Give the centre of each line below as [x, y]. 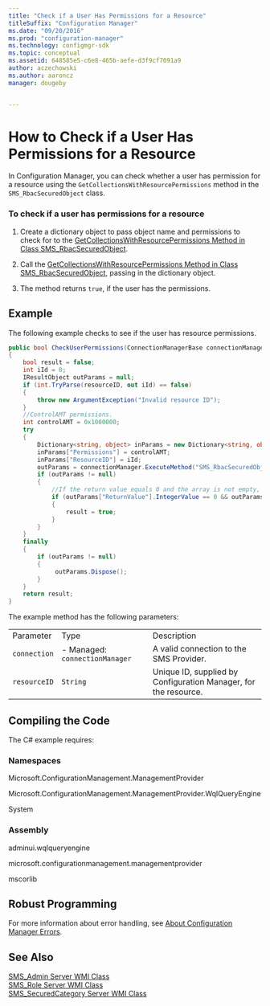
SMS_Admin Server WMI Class [59, 976]
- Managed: [84, 650]
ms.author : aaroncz [41, 76]
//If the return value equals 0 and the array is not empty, [156, 490]
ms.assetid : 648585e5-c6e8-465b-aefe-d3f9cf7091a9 [95, 61]
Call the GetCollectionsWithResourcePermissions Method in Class [129, 264]
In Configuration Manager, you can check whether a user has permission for [135, 176]
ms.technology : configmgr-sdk [59, 46]
